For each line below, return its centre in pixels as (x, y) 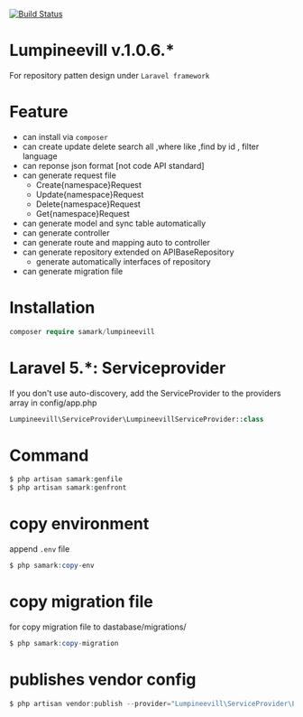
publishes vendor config (103, 680)
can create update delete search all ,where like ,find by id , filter (141, 146)
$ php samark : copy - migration (64, 643)
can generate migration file (73, 271)
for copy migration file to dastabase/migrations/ (98, 627)
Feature (39, 112)
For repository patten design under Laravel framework (110, 75)
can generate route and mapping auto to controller (116, 242)
